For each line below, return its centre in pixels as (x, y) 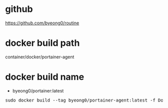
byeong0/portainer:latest (38, 91)
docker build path (42, 43)
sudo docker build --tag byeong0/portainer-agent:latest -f (80, 100)
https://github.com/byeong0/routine (42, 23)
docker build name (45, 77)
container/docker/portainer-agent (40, 57)
